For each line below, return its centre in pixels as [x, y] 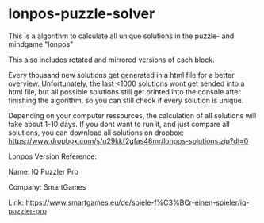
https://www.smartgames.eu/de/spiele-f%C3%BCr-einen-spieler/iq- [138, 202]
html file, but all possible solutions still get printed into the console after [124, 91]
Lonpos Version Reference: [53, 156]
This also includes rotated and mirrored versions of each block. [112, 60]
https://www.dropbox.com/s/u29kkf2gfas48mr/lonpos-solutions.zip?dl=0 [128, 140]
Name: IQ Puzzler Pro [44, 171]
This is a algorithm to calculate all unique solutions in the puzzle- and [121, 36]
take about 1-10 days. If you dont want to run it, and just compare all [119, 124]
